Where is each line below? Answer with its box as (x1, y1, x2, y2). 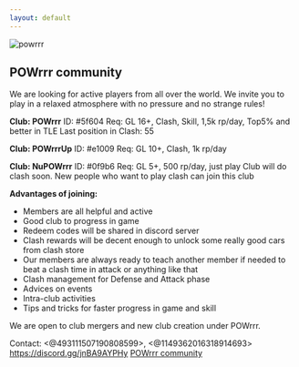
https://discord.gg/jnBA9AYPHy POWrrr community (9, 348, 203, 359)
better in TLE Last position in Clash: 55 (9, 126, 155, 137)
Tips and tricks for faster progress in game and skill (22, 302, 217, 314)
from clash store (22, 245, 85, 256)
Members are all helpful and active (22, 206, 153, 217)
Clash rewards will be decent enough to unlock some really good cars (22, 235, 285, 246)
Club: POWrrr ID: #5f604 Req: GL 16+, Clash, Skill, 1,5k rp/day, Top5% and (9, 116, 291, 127)
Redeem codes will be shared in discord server (22, 225, 200, 237)
